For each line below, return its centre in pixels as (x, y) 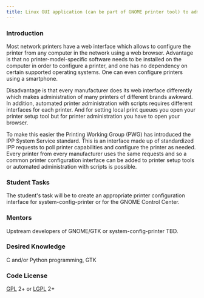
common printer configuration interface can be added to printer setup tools (100, 160)
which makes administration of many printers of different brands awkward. (100, 97)
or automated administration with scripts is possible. (72, 166)
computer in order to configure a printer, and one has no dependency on (97, 66)
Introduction (25, 33)
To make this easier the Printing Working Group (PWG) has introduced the (99, 134)
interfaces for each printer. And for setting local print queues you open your (101, 109)
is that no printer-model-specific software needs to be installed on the (94, 59)
